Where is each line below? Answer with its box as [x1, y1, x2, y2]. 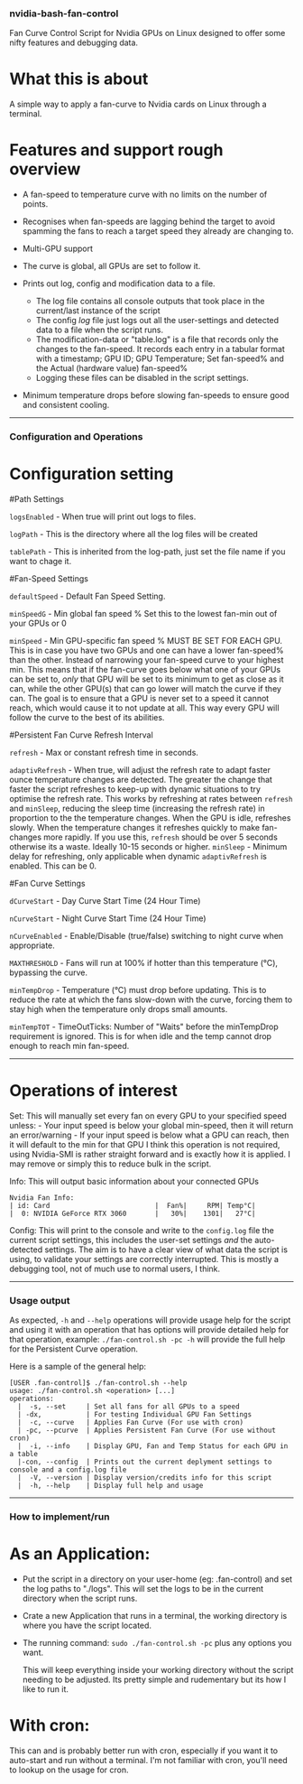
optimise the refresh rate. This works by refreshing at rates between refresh [9, 794, 293, 804]
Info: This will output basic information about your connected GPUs [9, 1175, 260, 1186]
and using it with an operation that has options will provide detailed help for [9, 1324, 289, 1335]
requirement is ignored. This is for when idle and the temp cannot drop [9, 1031, 272, 1042]
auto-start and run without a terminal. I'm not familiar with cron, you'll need [9, 1755, 289, 1766]
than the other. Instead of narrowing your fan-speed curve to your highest [9, 655, 284, 665]
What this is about [9, 69, 149, 89]
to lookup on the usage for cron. [9, 1764, 129, 1776]
